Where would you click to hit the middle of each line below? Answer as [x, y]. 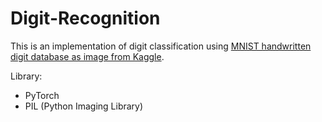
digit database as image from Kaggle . [87, 56]
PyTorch [42, 95]
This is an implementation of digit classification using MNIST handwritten [161, 46]
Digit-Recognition [85, 18]
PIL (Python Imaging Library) [84, 106]
